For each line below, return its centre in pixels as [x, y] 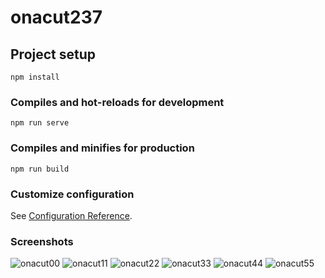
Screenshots [42, 241]
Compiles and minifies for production [102, 148]
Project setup [53, 54]
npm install [35, 77]
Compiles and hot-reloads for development [117, 102]
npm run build [40, 169]
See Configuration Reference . [71, 215]
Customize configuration [72, 194]
